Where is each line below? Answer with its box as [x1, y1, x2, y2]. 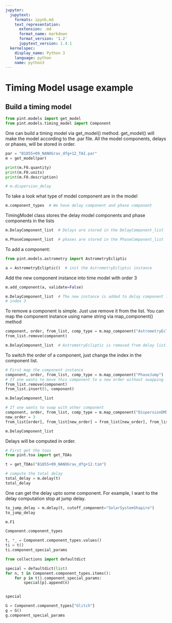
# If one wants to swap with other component [5, 405, 104, 411]
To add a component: [5, 246, 50, 252]
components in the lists [5, 218, 55, 224]
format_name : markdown [18, 31, 68, 36]
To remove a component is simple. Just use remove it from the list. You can [5, 308, 164, 314]
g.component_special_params [5, 613, 66, 618]
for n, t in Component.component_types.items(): [5, 571, 111, 576]
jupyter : [5, 7, 24, 13]
